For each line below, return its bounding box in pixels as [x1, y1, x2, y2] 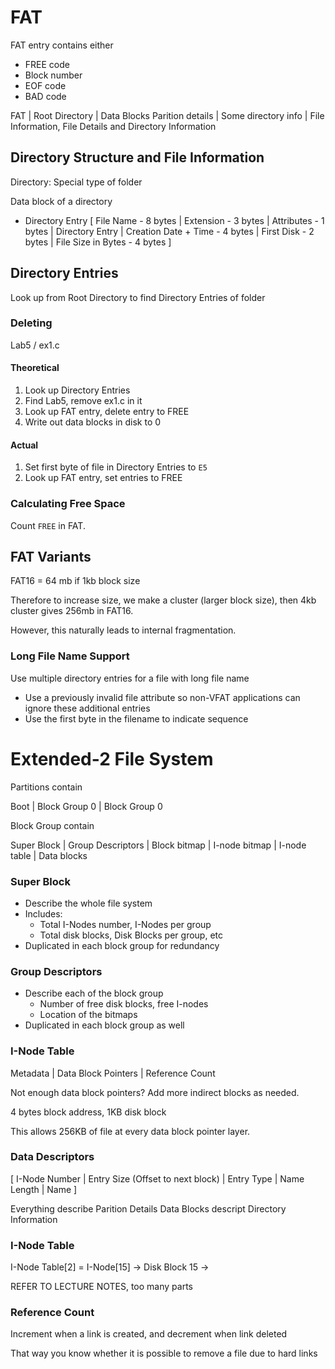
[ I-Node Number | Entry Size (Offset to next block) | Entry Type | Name [10, 1172, 305, 1185]
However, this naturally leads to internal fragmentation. [10, 624, 237, 636]
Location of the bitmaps [39, 1009, 138, 1021]
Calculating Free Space [10, 497, 126, 511]
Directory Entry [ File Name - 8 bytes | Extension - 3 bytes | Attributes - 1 [24, 214, 325, 226]
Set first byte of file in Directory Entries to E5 [24, 461, 208, 473]
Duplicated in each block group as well [24, 1019, 185, 1031]
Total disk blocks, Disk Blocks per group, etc [39, 929, 223, 941]
